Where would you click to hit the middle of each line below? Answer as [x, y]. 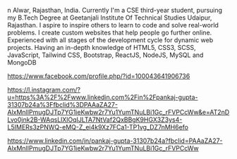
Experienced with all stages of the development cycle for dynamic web [110, 40]
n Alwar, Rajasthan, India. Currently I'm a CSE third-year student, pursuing [115, 10]
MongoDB [22, 62]
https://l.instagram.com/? [44, 90]
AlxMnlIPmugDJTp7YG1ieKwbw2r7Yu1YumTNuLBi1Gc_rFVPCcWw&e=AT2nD [119, 112]
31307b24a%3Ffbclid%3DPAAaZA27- [63, 104]
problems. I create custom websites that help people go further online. [110, 32]
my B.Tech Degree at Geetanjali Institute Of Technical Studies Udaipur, [110, 18]
